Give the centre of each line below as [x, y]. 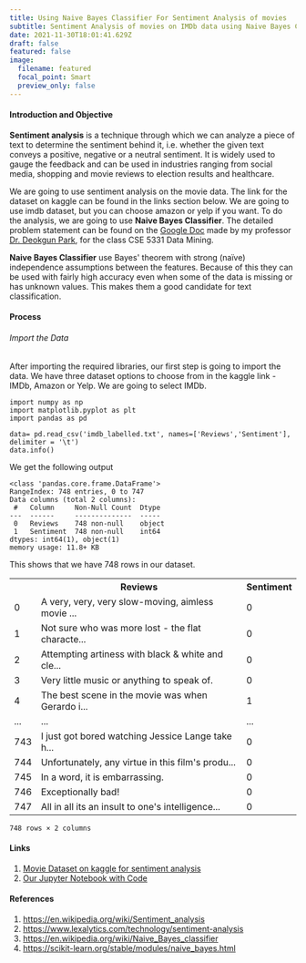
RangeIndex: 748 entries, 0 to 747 [77, 492]
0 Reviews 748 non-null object [89, 523]
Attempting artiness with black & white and [132, 654]
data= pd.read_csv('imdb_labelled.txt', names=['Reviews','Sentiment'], [150, 434]
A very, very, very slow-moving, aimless [127, 601]
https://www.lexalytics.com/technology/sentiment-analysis [133, 929]
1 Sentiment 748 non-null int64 [87, 531]
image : [22, 60]
